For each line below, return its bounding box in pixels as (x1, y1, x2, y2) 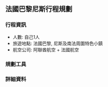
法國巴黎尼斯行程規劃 (5, 5, 72, 14)
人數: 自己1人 (12, 34, 40, 40)
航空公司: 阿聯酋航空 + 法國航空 (12, 46, 79, 52)
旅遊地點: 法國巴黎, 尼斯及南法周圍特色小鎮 (12, 40, 103, 46)
